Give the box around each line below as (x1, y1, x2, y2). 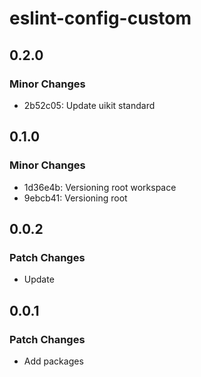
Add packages (23, 355, 84, 367)
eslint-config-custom (9, 7, 192, 30)
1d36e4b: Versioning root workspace (23, 181, 177, 193)
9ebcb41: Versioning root (23, 192, 128, 204)
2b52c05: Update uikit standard (23, 99, 156, 111)
